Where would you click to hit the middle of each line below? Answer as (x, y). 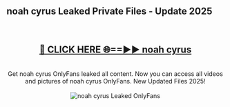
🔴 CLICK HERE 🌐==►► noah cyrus (115, 50)
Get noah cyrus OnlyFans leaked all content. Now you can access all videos (115, 74)
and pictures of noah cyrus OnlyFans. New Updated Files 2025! (115, 81)
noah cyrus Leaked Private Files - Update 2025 (109, 11)
